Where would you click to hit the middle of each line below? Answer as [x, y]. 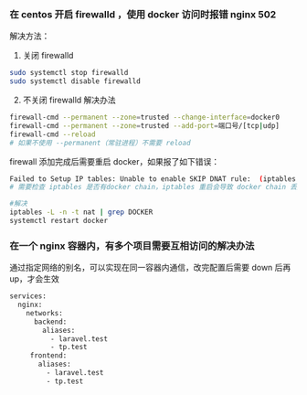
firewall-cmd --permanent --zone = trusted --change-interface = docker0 [145, 117]
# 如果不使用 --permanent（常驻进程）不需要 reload [100, 143]
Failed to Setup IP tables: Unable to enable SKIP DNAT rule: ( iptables [153, 179]
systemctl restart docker [58, 221]
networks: [45, 313]
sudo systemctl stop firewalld [69, 73]
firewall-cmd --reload [53, 134]
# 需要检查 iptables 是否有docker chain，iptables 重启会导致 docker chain [148, 187]
